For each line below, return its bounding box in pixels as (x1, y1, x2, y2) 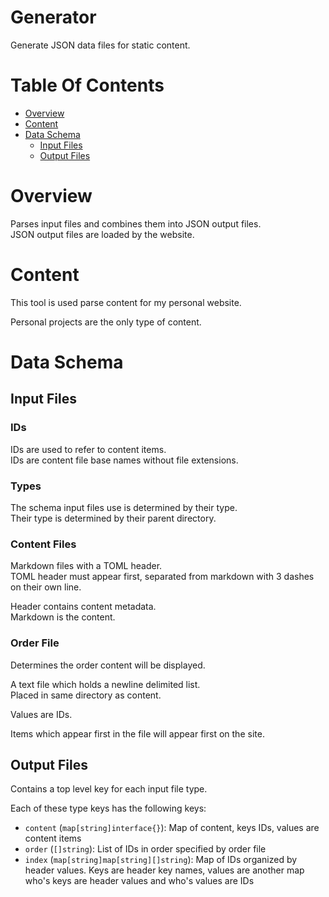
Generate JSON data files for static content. (10, 39, 191, 51)
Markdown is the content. (10, 611, 116, 623)
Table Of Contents (10, 74, 165, 97)
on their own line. (10, 581, 82, 593)
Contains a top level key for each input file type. (10, 783, 208, 795)
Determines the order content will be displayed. (10, 659, 206, 671)
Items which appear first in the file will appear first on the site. (10, 727, 265, 740)
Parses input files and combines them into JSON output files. (10, 217, 262, 230)
